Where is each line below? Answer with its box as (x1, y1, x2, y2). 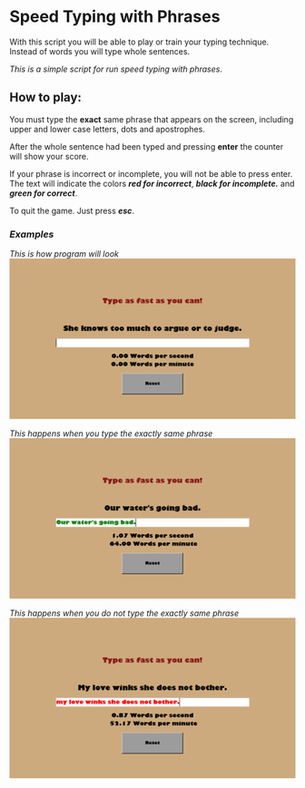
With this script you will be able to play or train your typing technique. (9, 36, 270, 47)
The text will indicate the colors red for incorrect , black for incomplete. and (9, 178, 295, 189)
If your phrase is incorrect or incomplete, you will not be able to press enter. (9, 168, 293, 179)
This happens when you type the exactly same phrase (9, 428, 213, 439)
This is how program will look (9, 248, 120, 259)
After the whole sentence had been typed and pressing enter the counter (9, 141, 284, 151)
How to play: (9, 90, 82, 105)
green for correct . (9, 188, 78, 199)
